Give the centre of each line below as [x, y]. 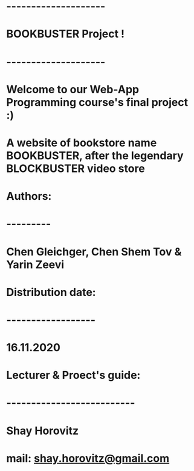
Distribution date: [51, 292]
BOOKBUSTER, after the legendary [95, 155]
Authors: [29, 196]
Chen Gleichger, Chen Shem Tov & [94, 252]
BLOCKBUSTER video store [76, 168]
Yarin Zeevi [35, 264]
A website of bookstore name [82, 143]
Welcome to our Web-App [73, 89]
